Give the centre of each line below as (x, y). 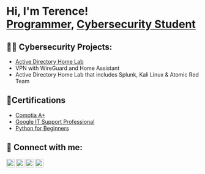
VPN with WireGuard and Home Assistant (67, 68)
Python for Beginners (42, 128)
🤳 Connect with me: (44, 147)
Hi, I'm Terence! (47, 11)
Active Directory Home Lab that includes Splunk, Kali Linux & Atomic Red (107, 74)
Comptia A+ (30, 115)
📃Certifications (36, 100)
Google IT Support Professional (55, 121)
